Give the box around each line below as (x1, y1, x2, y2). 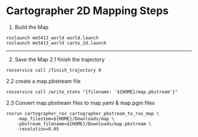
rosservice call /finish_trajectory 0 (6, 67, 101, 73)
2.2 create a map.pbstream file (6, 78, 81, 85)
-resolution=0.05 (16, 126, 60, 132)
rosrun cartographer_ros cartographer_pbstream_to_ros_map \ (6, 111, 160, 116)
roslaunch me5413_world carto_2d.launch (6, 40, 107, 46)
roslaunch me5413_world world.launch (6, 35, 99, 41)
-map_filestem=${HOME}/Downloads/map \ (16, 116, 115, 122)
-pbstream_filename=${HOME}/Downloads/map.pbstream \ (16, 121, 151, 127)
